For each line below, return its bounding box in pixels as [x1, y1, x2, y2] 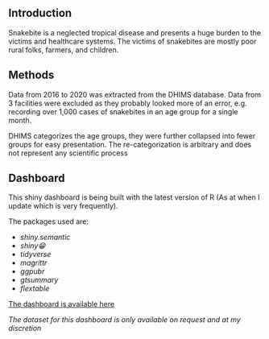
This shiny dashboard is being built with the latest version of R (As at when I [8, 192, 260, 202]
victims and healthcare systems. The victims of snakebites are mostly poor [8, 36, 257, 46]
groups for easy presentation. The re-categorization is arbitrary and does [8, 139, 252, 149]
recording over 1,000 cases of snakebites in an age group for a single [8, 106, 239, 116]
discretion [8, 324, 42, 333]
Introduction [8, 6, 72, 20]
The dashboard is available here [8, 300, 115, 309]
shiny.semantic [19, 233, 71, 242]
